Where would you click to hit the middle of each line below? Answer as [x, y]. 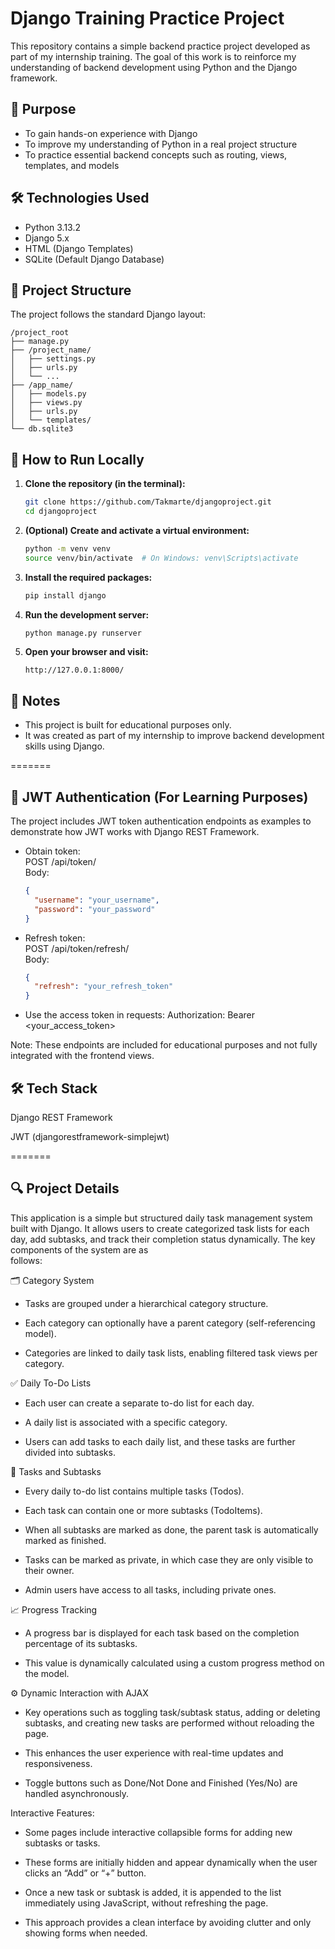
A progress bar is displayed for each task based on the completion [162, 1633]
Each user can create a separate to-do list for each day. [139, 1403]
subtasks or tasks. [62, 1843]
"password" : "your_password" [95, 909]
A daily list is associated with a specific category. [126, 1422]
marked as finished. [65, 1540]
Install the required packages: [88, 577]
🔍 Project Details [65, 1188]
